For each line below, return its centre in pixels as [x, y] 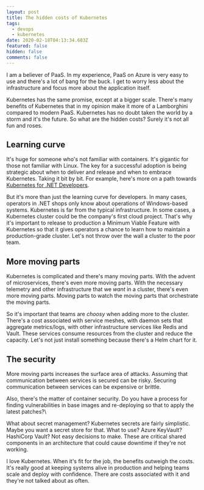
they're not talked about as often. [48, 481]
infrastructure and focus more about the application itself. [79, 88]
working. [17, 450]
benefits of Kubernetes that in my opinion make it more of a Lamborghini [97, 106]
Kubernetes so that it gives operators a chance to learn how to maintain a [98, 229]
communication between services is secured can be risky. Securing [91, 380]
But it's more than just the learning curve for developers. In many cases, [97, 197]
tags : [13, 23]
